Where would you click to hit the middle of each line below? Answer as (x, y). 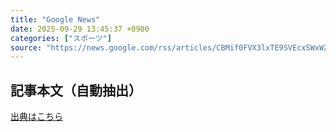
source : (26, 47)
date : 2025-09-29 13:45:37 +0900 (80, 29)
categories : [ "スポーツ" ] (61, 38)
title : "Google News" (55, 19)
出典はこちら (36, 117)
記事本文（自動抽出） (76, 90)
